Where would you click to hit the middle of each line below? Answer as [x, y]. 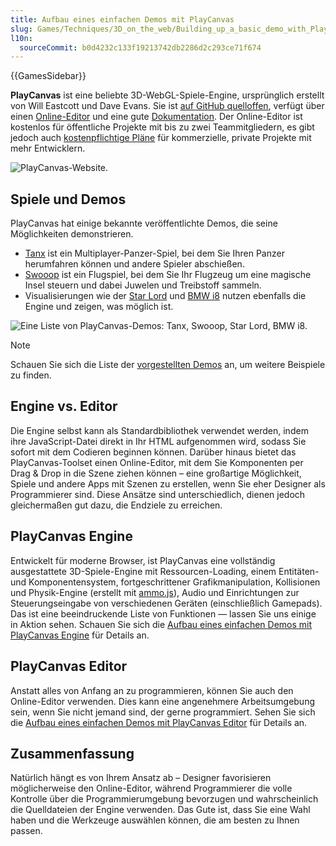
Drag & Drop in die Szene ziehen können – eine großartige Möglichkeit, [156, 473]
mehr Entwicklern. [48, 148]
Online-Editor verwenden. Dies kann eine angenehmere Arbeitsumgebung [163, 701]
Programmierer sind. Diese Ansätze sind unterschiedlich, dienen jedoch [158, 494]
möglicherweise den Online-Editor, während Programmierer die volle [151, 788]
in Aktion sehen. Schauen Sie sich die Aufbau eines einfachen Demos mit [161, 624]
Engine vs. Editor [64, 406]
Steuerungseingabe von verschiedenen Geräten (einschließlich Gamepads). [166, 603]
